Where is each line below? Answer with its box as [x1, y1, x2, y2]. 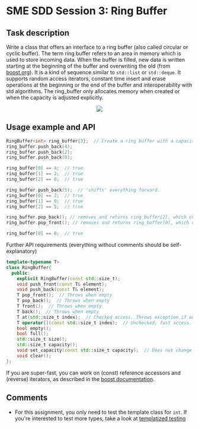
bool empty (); [17, 325, 52, 331]
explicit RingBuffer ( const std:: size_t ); [17, 275, 120, 281]
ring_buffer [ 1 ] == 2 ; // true [6, 171, 84, 177]
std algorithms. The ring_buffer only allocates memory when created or [6, 88, 180, 94]
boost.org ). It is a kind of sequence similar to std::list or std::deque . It [6, 69, 181, 75]
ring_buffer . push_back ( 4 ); [6, 144, 73, 150]
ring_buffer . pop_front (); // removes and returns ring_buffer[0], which [6, 220, 190, 226]
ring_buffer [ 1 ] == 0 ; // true [6, 198, 84, 204]
